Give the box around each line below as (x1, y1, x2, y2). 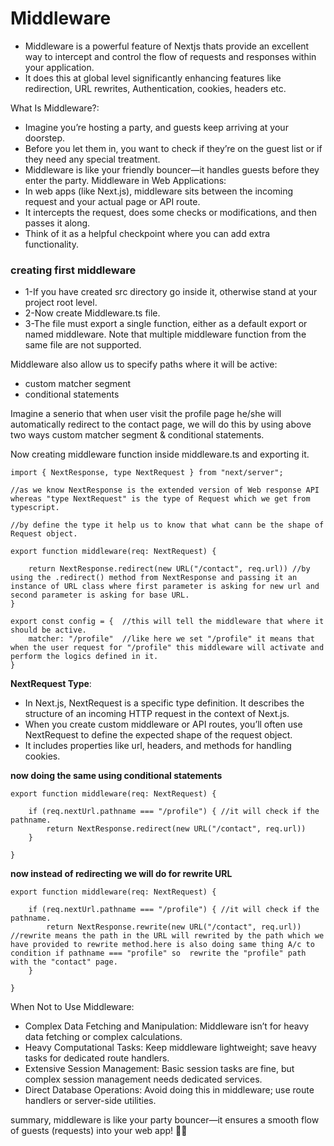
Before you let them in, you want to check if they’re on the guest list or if (24, 142, 323, 154)
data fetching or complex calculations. (24, 1031, 183, 1043)
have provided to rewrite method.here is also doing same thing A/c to (10, 940, 315, 950)
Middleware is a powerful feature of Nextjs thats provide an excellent (24, 40, 310, 52)
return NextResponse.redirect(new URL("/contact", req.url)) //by (28, 564, 311, 574)
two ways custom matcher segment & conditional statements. (10, 429, 265, 441)
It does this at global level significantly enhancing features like (24, 72, 282, 84)
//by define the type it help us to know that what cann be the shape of (10, 520, 325, 531)
